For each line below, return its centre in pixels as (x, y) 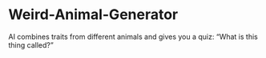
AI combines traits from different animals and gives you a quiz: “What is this (133, 37)
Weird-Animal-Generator (93, 15)
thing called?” (31, 44)
